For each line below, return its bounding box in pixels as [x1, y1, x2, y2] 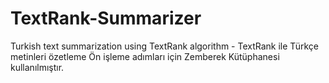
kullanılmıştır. [10, 61, 65, 73]
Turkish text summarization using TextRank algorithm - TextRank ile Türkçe [10, 40, 319, 52]
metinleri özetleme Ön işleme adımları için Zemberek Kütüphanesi [10, 50, 280, 62]
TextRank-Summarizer [10, 7, 202, 30]
